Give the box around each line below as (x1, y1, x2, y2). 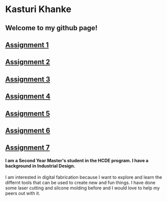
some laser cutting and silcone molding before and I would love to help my (5, 185, 160, 191)
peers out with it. (5, 190, 40, 196)
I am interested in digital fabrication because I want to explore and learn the (5, 174, 162, 180)
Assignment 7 (5, 144, 50, 152)
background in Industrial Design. (5, 163, 76, 169)
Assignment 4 (5, 92, 50, 101)
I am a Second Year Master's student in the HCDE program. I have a (5, 157, 149, 163)
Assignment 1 (5, 40, 49, 49)
